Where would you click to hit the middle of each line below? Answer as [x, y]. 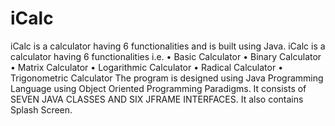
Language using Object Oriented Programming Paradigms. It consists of [158, 88]
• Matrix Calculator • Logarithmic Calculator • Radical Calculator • [147, 67]
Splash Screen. [41, 109]
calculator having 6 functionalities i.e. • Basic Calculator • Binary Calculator [166, 56]
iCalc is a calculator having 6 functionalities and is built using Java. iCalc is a [168, 46]
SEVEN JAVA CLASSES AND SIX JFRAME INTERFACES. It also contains [157, 99]
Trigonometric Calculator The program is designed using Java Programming [167, 78]
